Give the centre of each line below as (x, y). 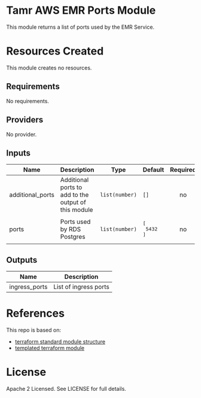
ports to (71, 187)
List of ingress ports (81, 287)
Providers (25, 120)
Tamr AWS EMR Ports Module (81, 10)
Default (153, 170)
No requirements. (28, 101)
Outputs (22, 260)
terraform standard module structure (60, 342)
